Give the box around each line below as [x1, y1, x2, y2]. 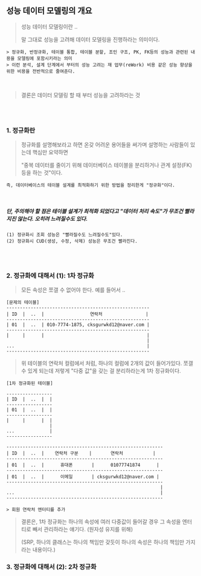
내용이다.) [32, 546, 56, 554]
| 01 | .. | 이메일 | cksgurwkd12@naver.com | [6, 474, 160, 480]
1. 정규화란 [6, 126, 36, 134]
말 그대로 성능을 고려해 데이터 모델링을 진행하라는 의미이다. [21, 36, 160, 43]
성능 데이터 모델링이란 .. [21, 23, 78, 30]
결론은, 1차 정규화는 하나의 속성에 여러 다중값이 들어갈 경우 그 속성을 [21, 518, 181, 525]
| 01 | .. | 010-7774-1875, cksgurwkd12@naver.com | [6, 322, 150, 328]
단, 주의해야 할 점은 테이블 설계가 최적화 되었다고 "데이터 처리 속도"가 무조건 [6, 208, 183, 215]
